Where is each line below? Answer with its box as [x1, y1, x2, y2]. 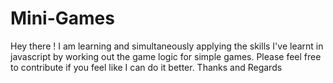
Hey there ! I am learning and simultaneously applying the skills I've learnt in [10, 40, 324, 52]
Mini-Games [10, 7, 115, 30]
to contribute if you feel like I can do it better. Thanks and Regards [10, 61, 283, 73]
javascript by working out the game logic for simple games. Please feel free [10, 50, 322, 62]
